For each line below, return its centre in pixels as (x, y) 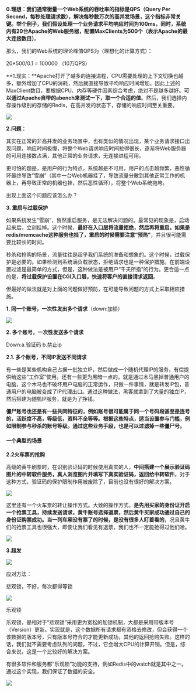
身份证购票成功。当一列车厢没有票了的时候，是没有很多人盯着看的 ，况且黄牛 (98, 520)
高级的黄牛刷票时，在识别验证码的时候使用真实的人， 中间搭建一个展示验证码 (98, 467)
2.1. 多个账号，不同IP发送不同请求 (46, 357)
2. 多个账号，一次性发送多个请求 (45, 332)
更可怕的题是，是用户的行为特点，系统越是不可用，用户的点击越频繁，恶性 (95, 168)
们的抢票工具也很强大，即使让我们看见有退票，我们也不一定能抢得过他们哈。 (98, 527)
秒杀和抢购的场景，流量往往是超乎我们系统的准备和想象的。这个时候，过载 (95, 255)
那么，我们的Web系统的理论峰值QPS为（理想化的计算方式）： (79, 51)
